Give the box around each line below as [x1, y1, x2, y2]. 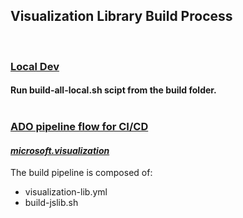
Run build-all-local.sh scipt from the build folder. [10, 84, 217, 96]
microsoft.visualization [10, 144, 110, 156]
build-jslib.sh [24, 197, 79, 209]
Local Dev [10, 59, 60, 73]
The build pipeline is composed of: [10, 167, 153, 179]
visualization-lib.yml [24, 186, 108, 198]
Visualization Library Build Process [10, 8, 233, 25]
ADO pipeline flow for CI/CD [10, 120, 149, 134]
